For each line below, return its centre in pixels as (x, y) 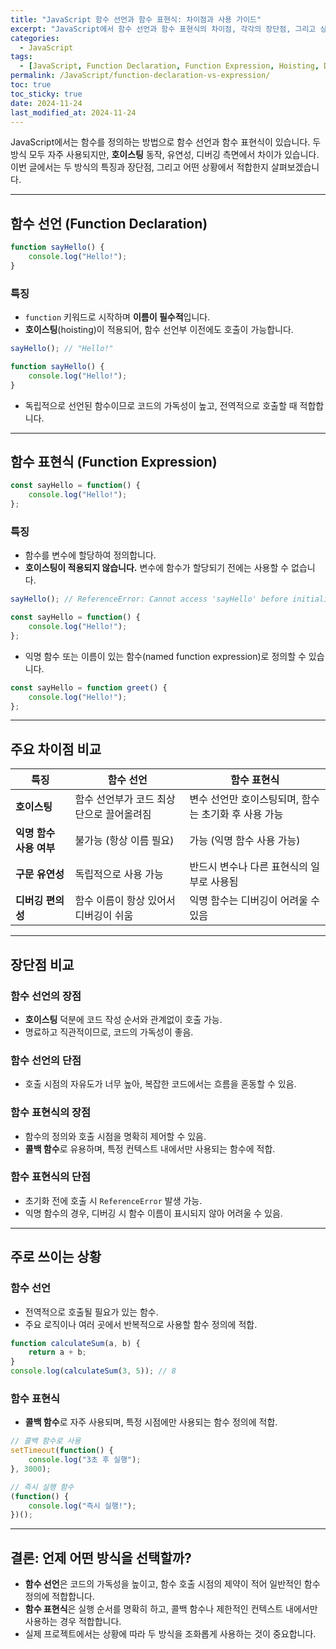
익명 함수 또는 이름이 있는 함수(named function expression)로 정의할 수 (165, 656)
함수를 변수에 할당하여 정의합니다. (90, 555)
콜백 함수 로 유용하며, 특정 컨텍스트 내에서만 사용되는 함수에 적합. (150, 1148)
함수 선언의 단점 (46, 1060)
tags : (21, 57)
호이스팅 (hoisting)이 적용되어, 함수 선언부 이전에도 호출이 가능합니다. (159, 330)
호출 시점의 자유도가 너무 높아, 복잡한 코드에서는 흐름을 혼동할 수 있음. (160, 1084)
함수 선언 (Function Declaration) (109, 223)
